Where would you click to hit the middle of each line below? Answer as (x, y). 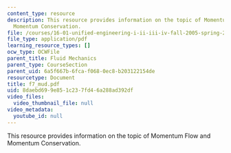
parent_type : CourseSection (47, 65)
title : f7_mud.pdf (33, 84)
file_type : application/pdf (47, 39)
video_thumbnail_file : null (54, 103)
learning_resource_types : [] (49, 45)
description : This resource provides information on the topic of (104, 20)
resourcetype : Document (41, 78)
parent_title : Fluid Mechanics (52, 59)
